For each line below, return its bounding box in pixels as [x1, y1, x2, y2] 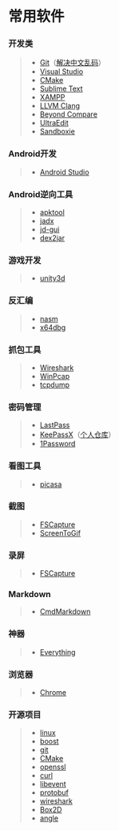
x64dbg [39, 323, 66, 332]
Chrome [39, 688, 66, 697]
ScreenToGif [39, 528, 81, 537]
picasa [39, 479, 62, 489]
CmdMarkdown [39, 607, 91, 616]
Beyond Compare [39, 109, 98, 119]
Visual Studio [39, 67, 84, 76]
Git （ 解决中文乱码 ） [39, 58, 106, 68]
